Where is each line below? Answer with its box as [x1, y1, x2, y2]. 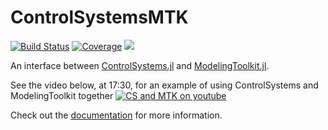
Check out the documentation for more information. [10, 109, 223, 121]
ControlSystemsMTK [10, 6, 189, 29]
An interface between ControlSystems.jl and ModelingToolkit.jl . [10, 59, 270, 71]
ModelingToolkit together [10, 89, 114, 101]
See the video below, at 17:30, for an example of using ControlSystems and [10, 79, 319, 91]
